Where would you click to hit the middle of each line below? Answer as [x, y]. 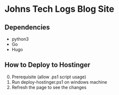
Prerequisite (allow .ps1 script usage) [49, 77]
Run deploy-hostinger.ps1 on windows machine [59, 82]
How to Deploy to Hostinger [48, 65]
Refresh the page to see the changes [49, 87]
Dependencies [27, 27]
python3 [20, 39]
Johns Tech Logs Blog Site [59, 9]
